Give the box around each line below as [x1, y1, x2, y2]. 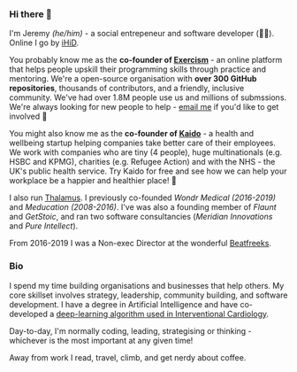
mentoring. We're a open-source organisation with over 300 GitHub [9, 74, 257, 84]
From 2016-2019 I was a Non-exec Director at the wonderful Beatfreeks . [9, 238, 272, 249]
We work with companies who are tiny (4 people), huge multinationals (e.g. [9, 147, 283, 158]
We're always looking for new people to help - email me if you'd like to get [9, 102, 279, 112]
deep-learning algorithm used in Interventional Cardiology [56, 308, 267, 319]
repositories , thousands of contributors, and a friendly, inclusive [9, 83, 245, 94]
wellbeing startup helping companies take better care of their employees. [9, 137, 277, 149]
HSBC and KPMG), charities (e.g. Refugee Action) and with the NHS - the [9, 157, 276, 167]
